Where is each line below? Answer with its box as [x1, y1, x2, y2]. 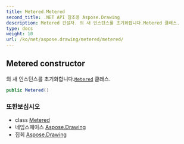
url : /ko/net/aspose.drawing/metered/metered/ [6, 36, 124, 42]
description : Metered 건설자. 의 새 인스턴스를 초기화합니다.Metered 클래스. [6, 20, 180, 26]
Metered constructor [6, 59, 85, 69]
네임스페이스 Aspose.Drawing [14, 123, 86, 130]
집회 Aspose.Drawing [14, 131, 67, 138]
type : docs [6, 25, 33, 32]
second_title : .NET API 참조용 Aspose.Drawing [6, 14, 120, 20]
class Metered [14, 116, 50, 123]
